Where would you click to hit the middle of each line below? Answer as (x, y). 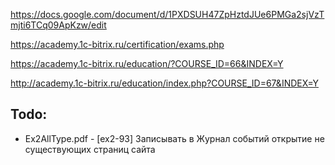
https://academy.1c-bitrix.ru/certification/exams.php (117, 44)
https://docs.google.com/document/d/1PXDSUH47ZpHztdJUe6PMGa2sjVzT (167, 14)
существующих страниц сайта (90, 149)
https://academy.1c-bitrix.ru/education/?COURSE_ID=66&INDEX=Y (147, 63)
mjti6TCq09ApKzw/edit (58, 25)
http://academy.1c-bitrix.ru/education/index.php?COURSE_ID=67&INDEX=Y (164, 83)
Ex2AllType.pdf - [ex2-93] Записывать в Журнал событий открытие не (174, 138)
